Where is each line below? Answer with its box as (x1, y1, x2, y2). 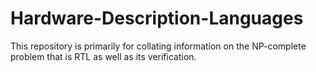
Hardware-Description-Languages (10, 7, 304, 30)
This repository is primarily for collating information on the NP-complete (10, 40, 307, 52)
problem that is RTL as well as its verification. (10, 50, 197, 62)
